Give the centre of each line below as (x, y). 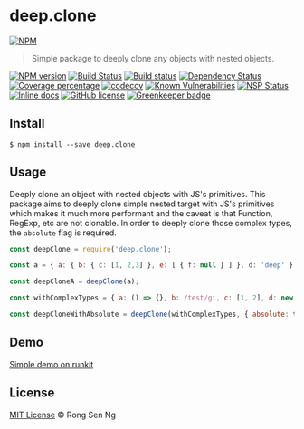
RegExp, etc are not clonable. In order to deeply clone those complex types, (151, 223)
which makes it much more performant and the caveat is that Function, (141, 213)
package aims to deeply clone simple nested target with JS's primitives (142, 204)
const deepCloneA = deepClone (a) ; (75, 281)
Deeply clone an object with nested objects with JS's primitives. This (138, 194)
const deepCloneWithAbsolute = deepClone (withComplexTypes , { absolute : (149, 315)
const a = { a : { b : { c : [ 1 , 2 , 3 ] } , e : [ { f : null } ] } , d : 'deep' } (152, 265)
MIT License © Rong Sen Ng (62, 415)
